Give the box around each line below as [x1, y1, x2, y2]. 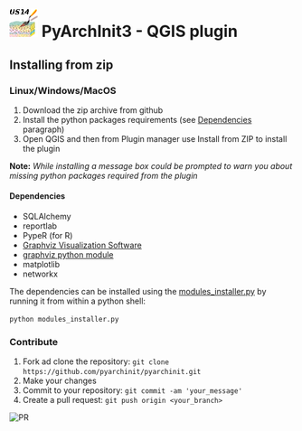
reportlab [22, 220, 57, 231]
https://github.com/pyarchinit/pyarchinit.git [22, 368, 202, 377]
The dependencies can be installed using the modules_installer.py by [9, 286, 267, 297]
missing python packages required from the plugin [9, 170, 198, 181]
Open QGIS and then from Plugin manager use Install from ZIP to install [22, 133, 288, 144]
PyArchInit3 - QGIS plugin [41, 22, 238, 42]
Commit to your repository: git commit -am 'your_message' [22, 385, 242, 396]
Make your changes [22, 375, 97, 387]
